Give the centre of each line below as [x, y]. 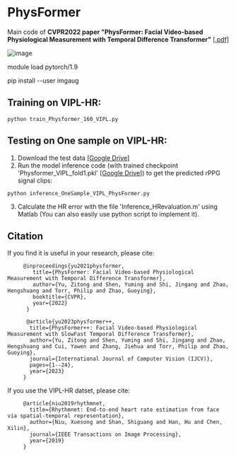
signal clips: [35, 180]
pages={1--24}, [52, 365]
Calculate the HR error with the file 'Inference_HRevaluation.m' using [117, 207]
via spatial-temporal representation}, [66, 416]
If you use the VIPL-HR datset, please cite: [69, 391]
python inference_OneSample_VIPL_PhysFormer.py [79, 193]
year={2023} [47, 371]
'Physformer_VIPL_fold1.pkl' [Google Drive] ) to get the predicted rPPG [119, 173]
